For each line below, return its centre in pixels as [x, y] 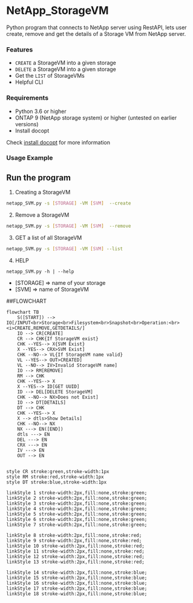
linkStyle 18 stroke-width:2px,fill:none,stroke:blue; [77, 594]
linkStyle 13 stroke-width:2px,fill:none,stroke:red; [76, 562]
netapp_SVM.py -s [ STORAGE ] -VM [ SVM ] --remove [69, 226]
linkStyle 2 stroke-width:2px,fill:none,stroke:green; [77, 498]
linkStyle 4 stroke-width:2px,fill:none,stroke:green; [77, 509]
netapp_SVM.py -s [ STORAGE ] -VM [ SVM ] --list [64, 249]
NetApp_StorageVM [57, 11]
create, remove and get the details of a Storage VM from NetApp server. [96, 33]
